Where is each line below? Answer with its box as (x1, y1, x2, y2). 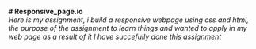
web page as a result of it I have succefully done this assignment (8, 32, 222, 41)
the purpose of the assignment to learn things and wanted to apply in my (8, 24, 247, 32)
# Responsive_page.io (8, 7, 83, 16)
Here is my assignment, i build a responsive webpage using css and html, (8, 15, 250, 24)
